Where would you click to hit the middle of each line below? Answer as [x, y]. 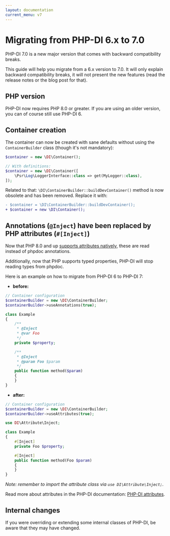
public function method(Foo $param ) [53, 460]
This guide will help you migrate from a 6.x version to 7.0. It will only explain [84, 69]
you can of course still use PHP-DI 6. [44, 114]
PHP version [25, 96]
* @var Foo [28, 334]
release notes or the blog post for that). [46, 80]
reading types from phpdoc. [35, 266]
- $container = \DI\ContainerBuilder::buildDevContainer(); [70, 205]
